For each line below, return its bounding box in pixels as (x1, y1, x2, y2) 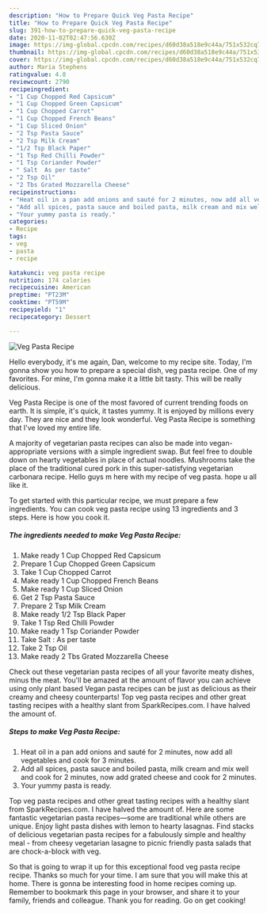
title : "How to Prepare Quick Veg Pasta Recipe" (9, 19, 173, 27)
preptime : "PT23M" (9, 291, 70, 299)
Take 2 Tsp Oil (20, 643, 68, 652)
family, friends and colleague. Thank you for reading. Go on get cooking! (9, 896, 246, 905)
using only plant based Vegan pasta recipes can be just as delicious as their (9, 683, 257, 693)
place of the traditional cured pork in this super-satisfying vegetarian (9, 463, 234, 473)
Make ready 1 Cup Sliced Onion (20, 584, 124, 594)
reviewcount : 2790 (9, 78, 70, 86)
